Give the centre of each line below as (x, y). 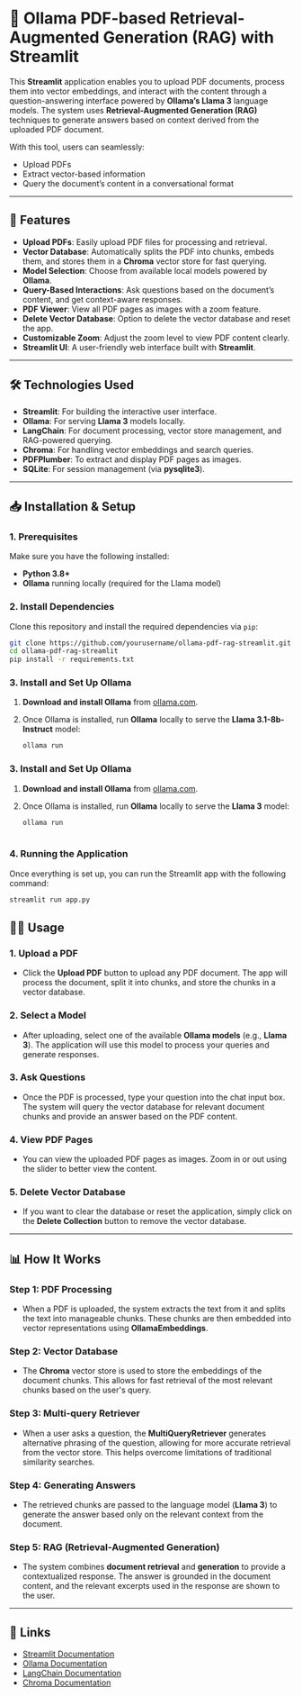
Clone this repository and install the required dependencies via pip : (134, 626)
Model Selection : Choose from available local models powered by (145, 270)
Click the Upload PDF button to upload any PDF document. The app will (155, 973)
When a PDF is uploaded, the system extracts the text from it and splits (154, 1309)
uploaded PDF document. (57, 129)
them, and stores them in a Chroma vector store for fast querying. (144, 261)
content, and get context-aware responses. (102, 299)
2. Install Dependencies (62, 607)
